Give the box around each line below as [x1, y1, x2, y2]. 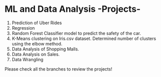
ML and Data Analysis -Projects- [4, 3, 141, 15]
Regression [11, 25, 35, 31]
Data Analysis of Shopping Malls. [11, 46, 80, 52]
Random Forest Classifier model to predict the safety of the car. [11, 30, 141, 36]
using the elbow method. [11, 40, 63, 46]
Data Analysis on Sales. [11, 51, 60, 57]
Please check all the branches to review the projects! [4, 66, 112, 72]
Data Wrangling [11, 56, 44, 62]
